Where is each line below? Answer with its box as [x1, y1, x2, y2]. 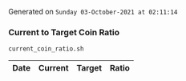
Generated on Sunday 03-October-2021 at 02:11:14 [8, 7, 178, 16]
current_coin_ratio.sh [8, 45, 84, 53]
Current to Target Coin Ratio [8, 26, 120, 38]
